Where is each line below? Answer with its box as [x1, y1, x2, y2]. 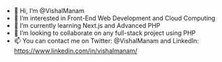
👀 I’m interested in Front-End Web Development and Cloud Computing [13, 14, 216, 22]
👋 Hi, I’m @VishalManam [13, 7, 85, 15]
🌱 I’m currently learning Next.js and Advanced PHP [13, 22, 161, 29]
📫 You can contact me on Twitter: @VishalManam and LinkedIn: [13, 37, 199, 45]
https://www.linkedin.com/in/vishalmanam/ [13, 47, 138, 55]
